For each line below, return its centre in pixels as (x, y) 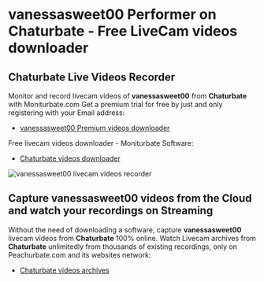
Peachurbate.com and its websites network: (80, 254)
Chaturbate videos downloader (70, 158)
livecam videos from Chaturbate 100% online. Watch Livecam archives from (132, 238)
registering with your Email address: (67, 113)
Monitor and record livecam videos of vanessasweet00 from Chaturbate (128, 96)
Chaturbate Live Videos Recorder (92, 77)
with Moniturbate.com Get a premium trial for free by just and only (115, 104)
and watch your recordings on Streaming (111, 211)
